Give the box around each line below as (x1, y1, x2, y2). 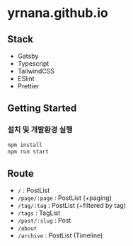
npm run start (7, 148, 50, 155)
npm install (7, 141, 42, 148)
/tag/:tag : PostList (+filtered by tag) (17, 201, 126, 210)
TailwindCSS (17, 67, 55, 75)
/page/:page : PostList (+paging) (17, 194, 112, 202)
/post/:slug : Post (17, 216, 71, 225)
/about (17, 225, 37, 233)
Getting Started (7, 102, 77, 115)
